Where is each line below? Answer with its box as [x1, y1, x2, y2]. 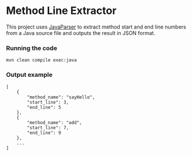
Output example [6, 71, 53, 79]
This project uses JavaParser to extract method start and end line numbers [6, 23, 187, 30]
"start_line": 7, [27, 125, 69, 130]
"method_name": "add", [27, 119, 82, 126]
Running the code [6, 44, 57, 52]
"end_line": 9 [27, 130, 61, 136]
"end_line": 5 [27, 104, 61, 110]
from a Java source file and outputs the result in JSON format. [6, 29, 156, 36]
